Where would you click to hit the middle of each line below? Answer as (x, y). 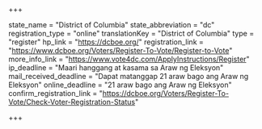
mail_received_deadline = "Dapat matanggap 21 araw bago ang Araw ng (129, 76)
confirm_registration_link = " (56, 93)
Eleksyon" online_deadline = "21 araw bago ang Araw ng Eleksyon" (120, 85)
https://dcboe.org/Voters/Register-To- (165, 93)
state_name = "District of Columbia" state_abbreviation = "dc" (112, 25)
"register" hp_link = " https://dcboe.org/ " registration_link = (106, 42)
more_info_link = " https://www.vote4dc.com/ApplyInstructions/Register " (129, 59)
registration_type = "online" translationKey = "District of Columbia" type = (131, 33)
